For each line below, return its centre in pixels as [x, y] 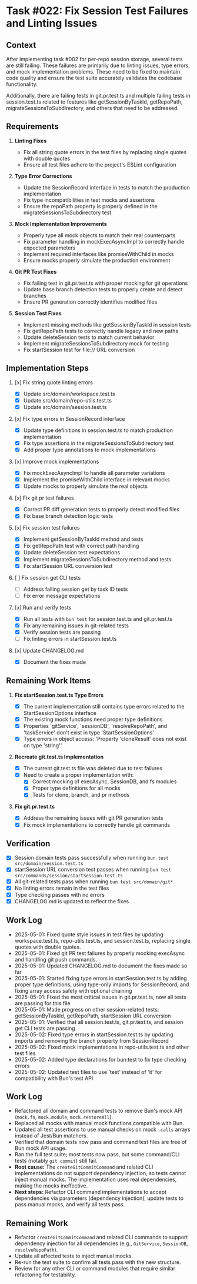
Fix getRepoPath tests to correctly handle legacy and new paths [101, 331]
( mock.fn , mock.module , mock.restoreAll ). [64, 1117]
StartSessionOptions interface [60, 713]
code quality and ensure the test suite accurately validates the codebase [94, 78]
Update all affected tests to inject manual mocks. [74, 1256]
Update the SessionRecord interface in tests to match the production [106, 187]
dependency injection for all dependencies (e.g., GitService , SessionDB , [101, 1243]
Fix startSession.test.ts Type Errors [59, 695]
